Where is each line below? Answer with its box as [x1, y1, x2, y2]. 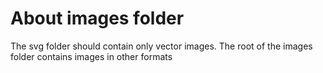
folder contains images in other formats [10, 50, 173, 62]
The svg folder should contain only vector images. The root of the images [10, 40, 313, 52]
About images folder [10, 7, 185, 30]
